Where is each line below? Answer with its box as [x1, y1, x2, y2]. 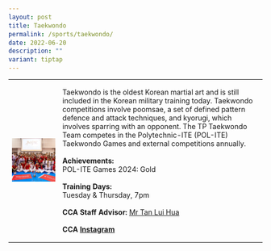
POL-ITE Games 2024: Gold [62, 164, 156, 174]
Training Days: [62, 182, 112, 191]
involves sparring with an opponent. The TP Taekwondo [62, 121, 248, 131]
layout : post [8, 13, 52, 21]
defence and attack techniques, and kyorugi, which [62, 113, 232, 123]
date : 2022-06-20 [8, 39, 67, 47]
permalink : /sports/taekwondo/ [8, 30, 114, 38]
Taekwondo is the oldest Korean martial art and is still [62, 87, 240, 97]
